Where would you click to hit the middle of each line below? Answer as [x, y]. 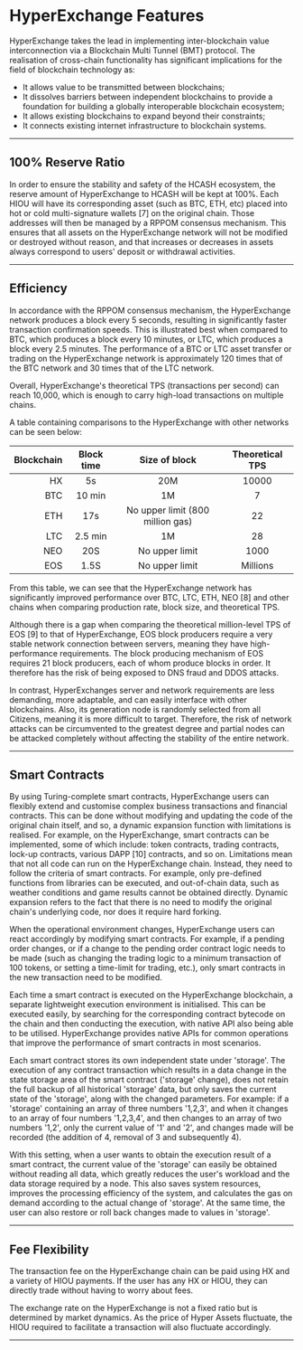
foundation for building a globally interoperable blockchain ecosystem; [154, 106]
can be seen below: [46, 431]
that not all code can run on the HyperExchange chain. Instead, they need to [151, 864]
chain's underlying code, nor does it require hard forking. [115, 912]
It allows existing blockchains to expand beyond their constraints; [144, 116]
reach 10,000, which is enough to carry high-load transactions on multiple [147, 395]
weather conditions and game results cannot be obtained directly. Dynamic [149, 892]
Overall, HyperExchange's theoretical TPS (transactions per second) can [144, 385]
